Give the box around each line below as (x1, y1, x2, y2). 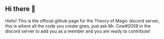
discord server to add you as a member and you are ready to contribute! (5, 28, 151, 34)
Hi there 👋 (5, 5, 36, 13)
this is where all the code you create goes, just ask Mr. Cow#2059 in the (5, 23, 151, 29)
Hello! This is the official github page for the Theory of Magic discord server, (5, 18, 160, 23)
